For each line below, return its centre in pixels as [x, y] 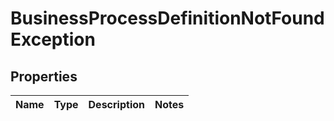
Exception [53, 39]
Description [116, 104]
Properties [44, 76]
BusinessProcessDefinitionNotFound [167, 18]
